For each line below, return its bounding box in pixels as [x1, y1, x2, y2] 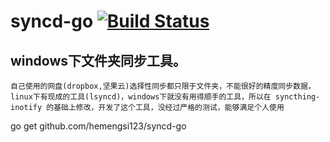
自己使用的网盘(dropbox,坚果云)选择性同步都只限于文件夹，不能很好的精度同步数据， [10, 81, 316, 91]
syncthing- [274, 92, 321, 102]
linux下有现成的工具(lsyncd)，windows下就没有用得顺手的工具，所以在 [10, 92, 272, 102]
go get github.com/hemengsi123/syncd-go [10, 120, 187, 132]
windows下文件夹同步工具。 [10, 52, 187, 69]
